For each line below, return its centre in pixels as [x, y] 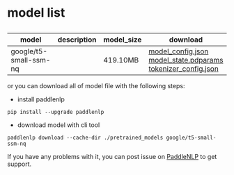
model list [36, 13]
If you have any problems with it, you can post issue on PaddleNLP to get [112, 156]
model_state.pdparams [186, 60]
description [77, 40]
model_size [123, 40]
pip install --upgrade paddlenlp [56, 112]
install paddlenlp [41, 99]
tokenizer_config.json [184, 69]
